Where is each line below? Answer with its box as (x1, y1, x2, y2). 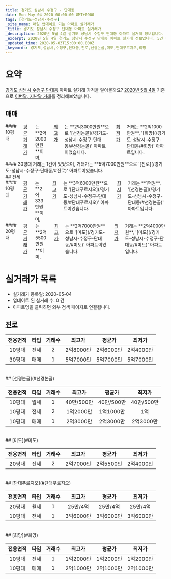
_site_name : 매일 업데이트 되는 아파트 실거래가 (5, 21, 94, 27)
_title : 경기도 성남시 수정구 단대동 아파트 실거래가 (5, 26, 101, 32)
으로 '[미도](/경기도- (65, 229, 105, 235)
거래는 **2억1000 (126, 124, 162, 130)
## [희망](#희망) (5, 532, 38, 538)
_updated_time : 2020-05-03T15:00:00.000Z (5, 41, 95, 46)
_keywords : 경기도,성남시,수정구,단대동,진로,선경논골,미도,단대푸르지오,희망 (5, 45, 147, 50)
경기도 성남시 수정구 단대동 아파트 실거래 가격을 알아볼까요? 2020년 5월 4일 (5, 87, 156, 93)
